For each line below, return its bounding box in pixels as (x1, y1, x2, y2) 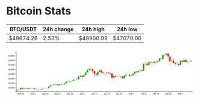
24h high (81, 26, 105, 33)
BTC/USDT (10, 26, 37, 33)
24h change (43, 26, 74, 33)
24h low (116, 26, 138, 33)
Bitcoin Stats (6, 4, 72, 18)
